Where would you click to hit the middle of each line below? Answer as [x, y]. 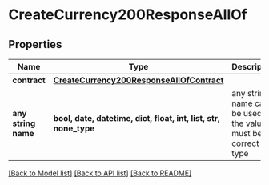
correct [245, 143]
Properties [35, 44]
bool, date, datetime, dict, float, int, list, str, [137, 118]
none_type [74, 128]
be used [247, 113]
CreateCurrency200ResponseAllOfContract [139, 80]
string [24, 123]
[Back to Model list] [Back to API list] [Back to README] [100, 173]
